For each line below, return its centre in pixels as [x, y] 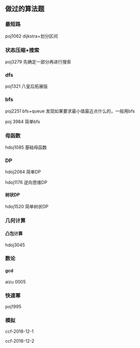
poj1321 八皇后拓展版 [27, 86]
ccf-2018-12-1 [19, 332]
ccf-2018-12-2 [20, 341]
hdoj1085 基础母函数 [26, 147]
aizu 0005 [16, 282]
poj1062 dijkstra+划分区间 [32, 36]
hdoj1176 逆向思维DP [26, 182]
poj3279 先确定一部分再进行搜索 [38, 61]
